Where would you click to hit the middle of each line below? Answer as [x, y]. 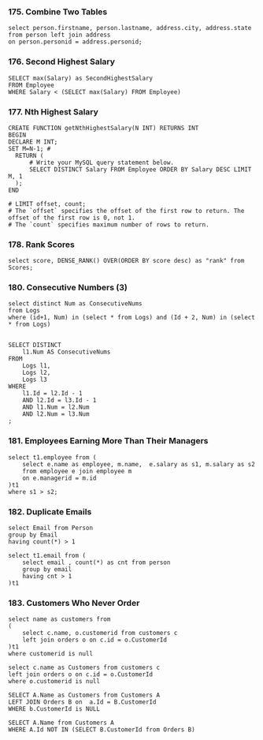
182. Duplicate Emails [50, 511]
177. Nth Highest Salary [53, 111]
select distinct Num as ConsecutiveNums [76, 304]
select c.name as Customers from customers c [84, 668]
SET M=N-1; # [30, 148]
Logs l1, [37, 366]
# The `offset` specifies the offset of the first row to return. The [126, 211]
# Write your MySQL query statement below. [102, 163]
